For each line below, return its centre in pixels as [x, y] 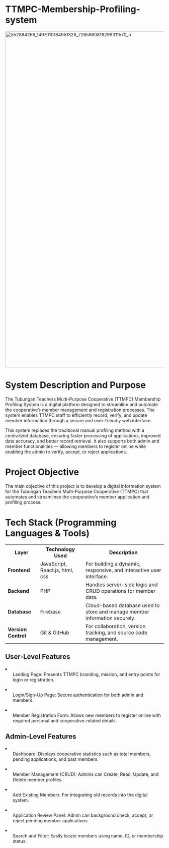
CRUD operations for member [120, 591]
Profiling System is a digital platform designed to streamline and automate [82, 404]
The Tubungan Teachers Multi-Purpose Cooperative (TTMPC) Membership [83, 399]
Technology [61, 549]
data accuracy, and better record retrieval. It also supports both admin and [82, 441]
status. [19, 841]
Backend [18, 591]
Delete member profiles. [37, 780]
